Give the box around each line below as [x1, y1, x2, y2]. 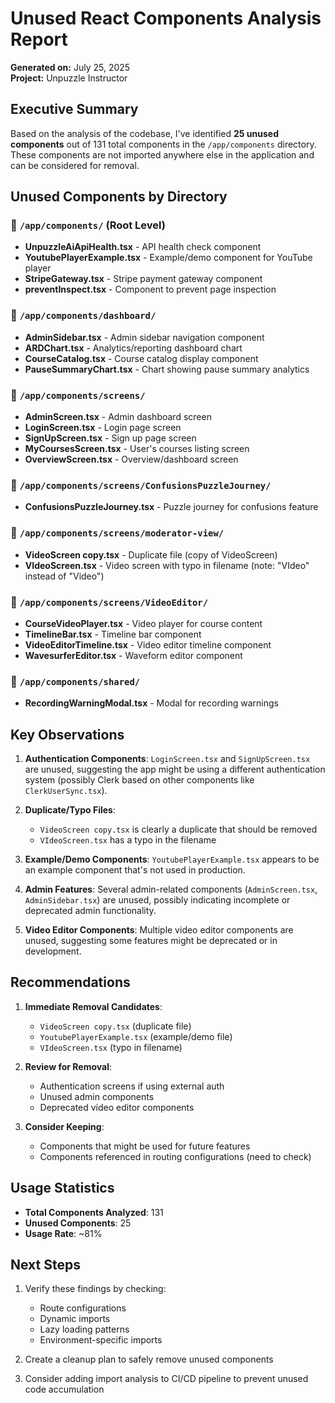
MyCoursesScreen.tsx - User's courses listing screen [24, 443, 250, 455]
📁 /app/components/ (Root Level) [10, 218, 166, 232]
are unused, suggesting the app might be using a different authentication [24, 763, 326, 776]
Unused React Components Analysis [10, 7, 322, 30]
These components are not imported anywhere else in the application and [10, 148, 315, 161]
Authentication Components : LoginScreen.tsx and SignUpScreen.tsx [24, 753, 311, 765]
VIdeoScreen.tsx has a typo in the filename [39, 834, 217, 846]
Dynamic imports [39, 1313, 111, 1325]
